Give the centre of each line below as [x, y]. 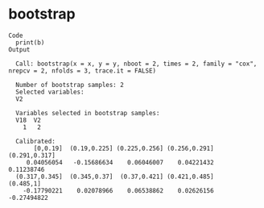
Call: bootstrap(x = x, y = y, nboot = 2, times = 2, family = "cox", [136, 64]
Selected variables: [50, 92]
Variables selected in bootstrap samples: [88, 113]
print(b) [30, 42]
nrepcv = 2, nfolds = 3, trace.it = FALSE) [82, 71]
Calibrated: [36, 141]
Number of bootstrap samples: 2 [70, 85]
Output [19, 49]
